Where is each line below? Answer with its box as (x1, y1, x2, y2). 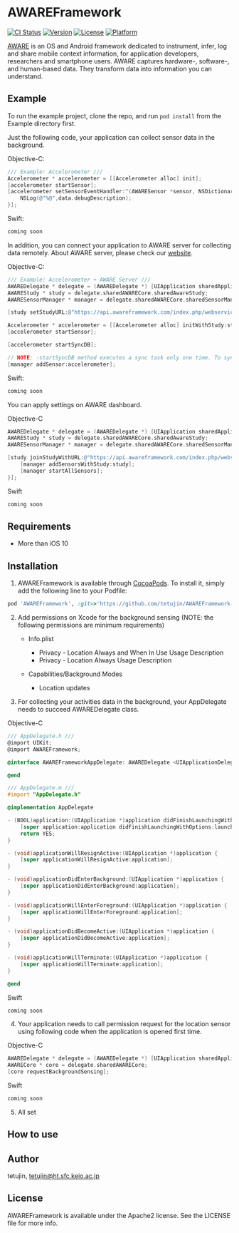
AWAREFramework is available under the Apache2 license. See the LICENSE (7, 1211, 231, 1219)
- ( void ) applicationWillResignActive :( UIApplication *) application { (7, 849, 218, 856)
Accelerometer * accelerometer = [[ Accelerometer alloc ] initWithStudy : (7, 322, 228, 329)
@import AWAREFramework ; (7, 746, 81, 753)
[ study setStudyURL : (7, 309, 69, 316)
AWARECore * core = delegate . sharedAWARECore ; (7, 1062, 148, 1069)
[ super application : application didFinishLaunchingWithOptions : (20, 823, 215, 831)
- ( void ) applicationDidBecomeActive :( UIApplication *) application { (7, 928, 215, 935)
